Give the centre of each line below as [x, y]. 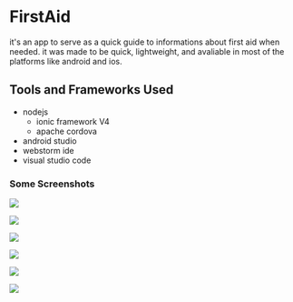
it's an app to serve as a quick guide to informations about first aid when [145, 42]
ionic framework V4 [73, 121]
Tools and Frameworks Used [92, 90]
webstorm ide [48, 150]
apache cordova [67, 131]
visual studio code [57, 160]
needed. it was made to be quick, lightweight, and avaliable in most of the [147, 51]
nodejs [35, 112]
